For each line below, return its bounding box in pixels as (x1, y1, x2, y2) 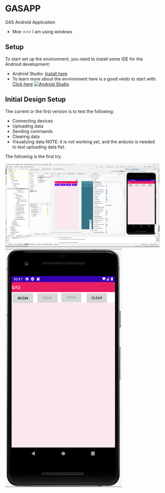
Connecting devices (12, 118, 53, 124)
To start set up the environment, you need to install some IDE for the (5, 56, 143, 62)
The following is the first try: (5, 153, 62, 159)
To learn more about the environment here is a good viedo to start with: (12, 76, 157, 81)
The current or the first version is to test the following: (5, 108, 114, 114)
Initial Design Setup (5, 95, 66, 104)
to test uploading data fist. (12, 144, 65, 150)
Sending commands (12, 128, 53, 134)
